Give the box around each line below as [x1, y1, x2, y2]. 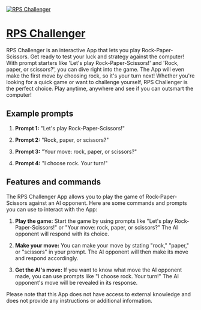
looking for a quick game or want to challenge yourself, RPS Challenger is [6, 78, 188, 85]
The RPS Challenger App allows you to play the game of [6, 193, 145, 200]
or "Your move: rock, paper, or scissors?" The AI [58, 223, 178, 231]
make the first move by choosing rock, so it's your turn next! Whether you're [6, 72, 195, 79]
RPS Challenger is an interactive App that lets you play [6, 46, 141, 53]
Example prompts [6, 109, 74, 119]
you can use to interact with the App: [6, 205, 98, 213]
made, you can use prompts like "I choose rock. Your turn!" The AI [14, 272, 179, 279]
